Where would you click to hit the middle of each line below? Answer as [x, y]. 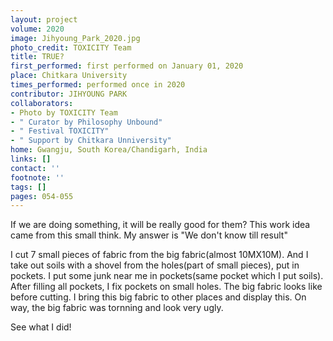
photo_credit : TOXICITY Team [71, 47]
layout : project [44, 19]
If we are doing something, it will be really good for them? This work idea [160, 225]
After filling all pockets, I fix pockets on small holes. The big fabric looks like [166, 287]
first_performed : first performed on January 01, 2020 [127, 66]
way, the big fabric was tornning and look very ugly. [117, 308]
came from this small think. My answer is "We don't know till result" [149, 235]
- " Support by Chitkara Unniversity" [91, 141]
